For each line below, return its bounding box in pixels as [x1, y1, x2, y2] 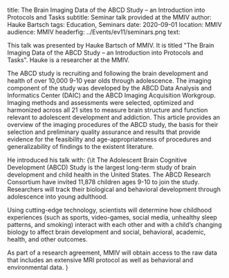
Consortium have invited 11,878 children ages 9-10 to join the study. [7, 178, 200, 186]
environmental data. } [7, 264, 68, 271]
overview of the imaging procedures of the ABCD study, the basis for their [7, 121, 219, 128]
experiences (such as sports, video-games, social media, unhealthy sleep [7, 213, 218, 221]
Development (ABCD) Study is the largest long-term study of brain [7, 163, 196, 171]
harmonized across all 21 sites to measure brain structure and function [7, 106, 208, 114]
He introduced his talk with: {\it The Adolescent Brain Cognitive [7, 156, 187, 164]
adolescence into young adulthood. [7, 192, 109, 201]
